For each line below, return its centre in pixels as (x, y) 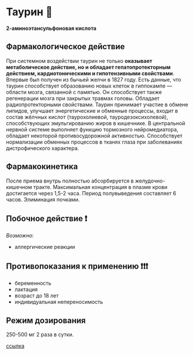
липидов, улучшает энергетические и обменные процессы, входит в (92, 110)
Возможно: (20, 236)
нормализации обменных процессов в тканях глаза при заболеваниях (94, 142)
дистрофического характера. (43, 148)
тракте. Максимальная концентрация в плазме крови (100, 187)
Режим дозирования (46, 320)
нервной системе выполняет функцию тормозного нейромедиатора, (92, 129)
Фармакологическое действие (65, 47)
